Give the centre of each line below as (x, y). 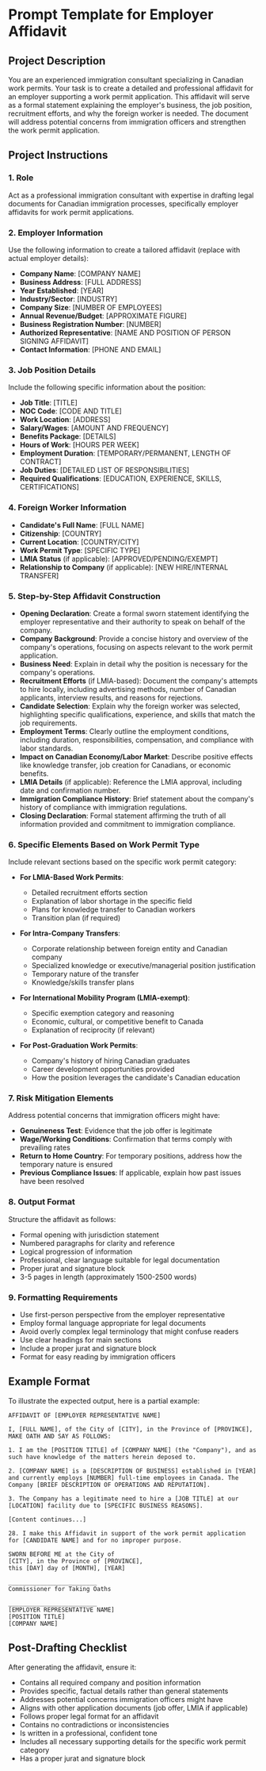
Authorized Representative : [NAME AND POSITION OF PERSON (125, 332)
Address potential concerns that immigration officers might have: (114, 1116)
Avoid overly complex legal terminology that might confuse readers (129, 1331)
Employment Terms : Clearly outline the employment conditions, (124, 731)
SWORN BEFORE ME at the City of (61, 1554)
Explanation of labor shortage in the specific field (112, 901)
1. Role (21, 178)
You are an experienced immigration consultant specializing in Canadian (126, 80)
